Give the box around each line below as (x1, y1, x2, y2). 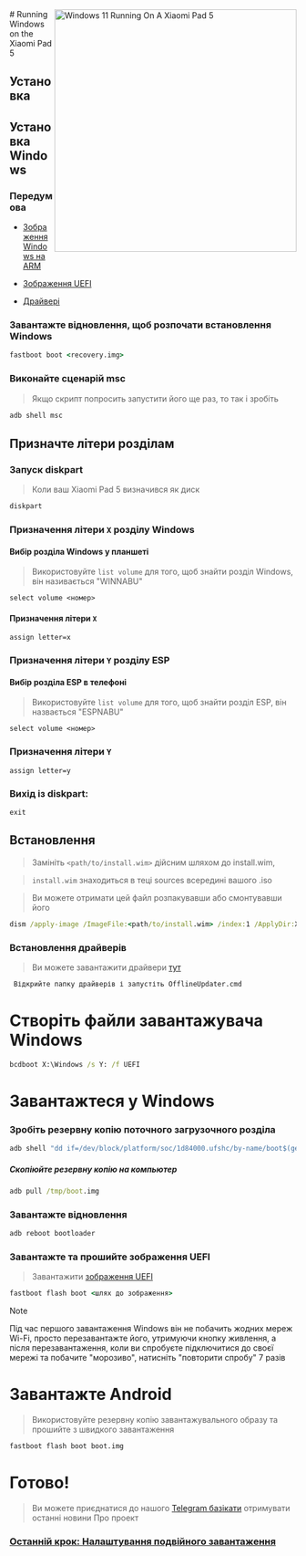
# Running (9, 9, 48, 19)
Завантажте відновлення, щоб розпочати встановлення (9, 319, 271, 331)
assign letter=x (9, 633, 71, 642)
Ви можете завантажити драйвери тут (31, 962, 181, 973)
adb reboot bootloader (9, 1229, 96, 1238)
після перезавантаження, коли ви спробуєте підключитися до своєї (9, 1342, 274, 1353)
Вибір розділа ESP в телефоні (9, 676, 127, 687)
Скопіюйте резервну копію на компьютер (9, 1164, 178, 1175)
